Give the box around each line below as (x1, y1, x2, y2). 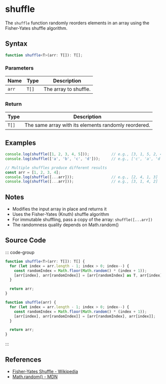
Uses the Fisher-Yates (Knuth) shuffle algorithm (12, 211, 110, 217)
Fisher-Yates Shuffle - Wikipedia (12, 368, 78, 374)
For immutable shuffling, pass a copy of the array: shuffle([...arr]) (12, 217, 153, 223)
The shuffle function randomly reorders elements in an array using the (5, 20, 150, 26)
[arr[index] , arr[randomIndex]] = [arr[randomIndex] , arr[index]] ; (14, 314, 156, 319)
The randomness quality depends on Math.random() (12, 222, 119, 228)
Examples (5, 138, 36, 147)
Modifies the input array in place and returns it (12, 206, 107, 212)
